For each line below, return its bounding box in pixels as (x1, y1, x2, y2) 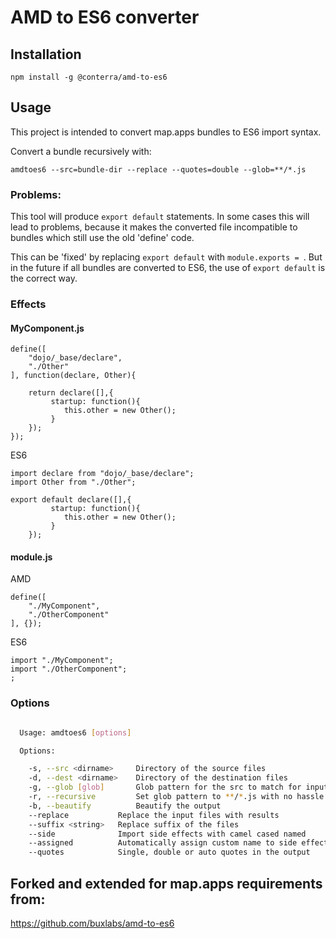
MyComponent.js (10, 322, 85, 334)
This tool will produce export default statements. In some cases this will (10, 211, 310, 223)
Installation (10, 46, 82, 63)
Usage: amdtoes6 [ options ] (19, 727, 132, 738)
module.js (10, 551, 53, 563)
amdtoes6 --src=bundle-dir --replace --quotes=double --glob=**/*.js (10, 164, 307, 175)
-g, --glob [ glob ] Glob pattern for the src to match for (28, 782, 302, 793)
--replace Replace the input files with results (28, 810, 280, 820)
